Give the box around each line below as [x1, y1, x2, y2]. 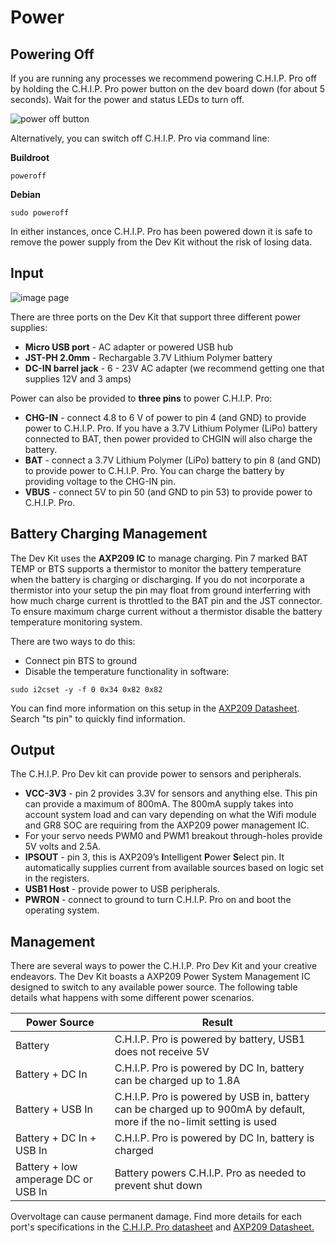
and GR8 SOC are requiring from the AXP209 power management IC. [24, 819, 310, 831]
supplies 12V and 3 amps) [24, 372, 132, 385]
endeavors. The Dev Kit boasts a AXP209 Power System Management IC [10, 971, 311, 983]
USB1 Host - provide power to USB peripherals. [24, 883, 220, 895]
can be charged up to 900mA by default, [114, 1102, 306, 1116]
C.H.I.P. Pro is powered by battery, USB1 [114, 1032, 306, 1046]
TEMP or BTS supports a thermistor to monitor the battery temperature [10, 562, 302, 575]
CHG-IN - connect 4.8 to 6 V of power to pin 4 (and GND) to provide [24, 411, 307, 423]
